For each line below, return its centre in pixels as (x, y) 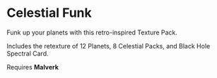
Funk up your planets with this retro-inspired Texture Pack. (92, 32)
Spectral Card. (28, 53)
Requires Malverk (33, 67)
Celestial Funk (49, 13)
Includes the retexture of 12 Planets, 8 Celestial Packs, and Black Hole (108, 46)
